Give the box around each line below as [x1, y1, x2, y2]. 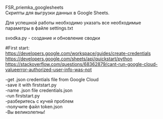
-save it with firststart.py [5, 82, 57, 88]
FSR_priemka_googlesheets [5, 5, 64, 10]
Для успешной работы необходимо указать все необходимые [5, 20, 142, 26]
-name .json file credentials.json [5, 87, 73, 93]
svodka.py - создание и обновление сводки [5, 35, 100, 41]
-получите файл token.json [5, 104, 63, 109]
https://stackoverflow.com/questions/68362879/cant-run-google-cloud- [5, 61, 158, 67]
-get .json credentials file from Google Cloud [5, 77, 99, 82]
